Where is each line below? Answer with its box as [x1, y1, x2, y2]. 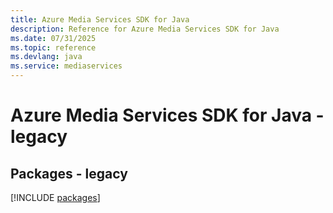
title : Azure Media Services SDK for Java [10, 14, 190, 25]
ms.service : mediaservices [10, 61, 123, 71]
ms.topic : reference [10, 42, 97, 53]
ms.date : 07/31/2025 [10, 33, 97, 43]
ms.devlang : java [10, 52, 83, 62]
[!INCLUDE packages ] [10, 192, 101, 203]
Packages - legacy [10, 165, 128, 182]
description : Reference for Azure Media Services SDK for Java [10, 24, 280, 34]
